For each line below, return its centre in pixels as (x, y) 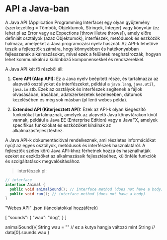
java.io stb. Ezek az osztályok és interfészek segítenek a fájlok (77, 89)
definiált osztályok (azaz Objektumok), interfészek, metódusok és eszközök (83, 38)
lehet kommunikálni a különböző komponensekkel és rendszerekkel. (75, 59)
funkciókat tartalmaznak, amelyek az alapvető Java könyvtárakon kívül (85, 114)
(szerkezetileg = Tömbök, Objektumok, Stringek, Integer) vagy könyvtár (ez (83, 27)
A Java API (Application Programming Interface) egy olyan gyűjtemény (78, 22)
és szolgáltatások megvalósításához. (43, 161)
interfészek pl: (32, 171)
